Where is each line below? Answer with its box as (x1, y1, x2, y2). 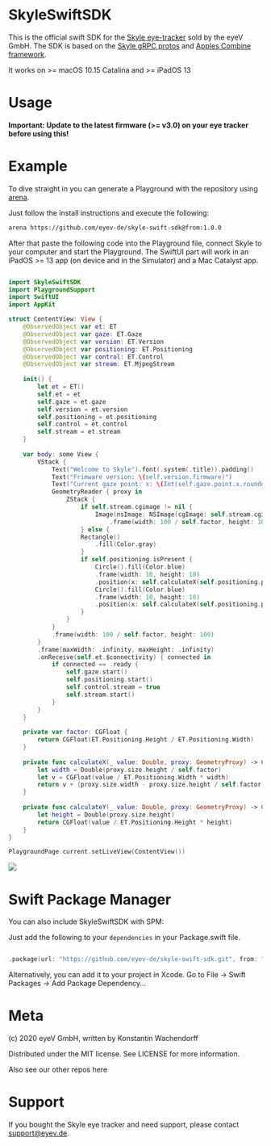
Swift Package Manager (8, 890, 172, 909)
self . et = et (37, 390, 81, 398)
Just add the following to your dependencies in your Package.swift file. (8, 933, 240, 942)
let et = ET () (37, 383, 85, 391)
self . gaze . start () (65, 668, 128, 676)
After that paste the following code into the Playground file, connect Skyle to (8, 238, 262, 248)
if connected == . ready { (51, 661, 139, 669)
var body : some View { (23, 450, 99, 458)
